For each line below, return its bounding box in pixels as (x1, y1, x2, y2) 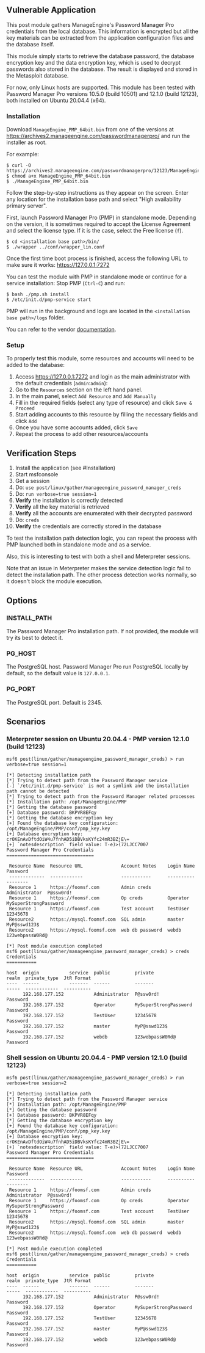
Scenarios (6, 716, 46, 727)
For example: (6, 151, 40, 158)
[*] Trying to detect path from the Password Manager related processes (6, 794, 195, 800)
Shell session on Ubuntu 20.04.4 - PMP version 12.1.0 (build (6, 1053, 187, 1062)
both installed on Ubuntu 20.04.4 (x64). (6, 96, 106, 104)
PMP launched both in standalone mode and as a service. (6, 541, 151, 548)
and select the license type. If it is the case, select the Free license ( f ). (6, 227, 184, 234)
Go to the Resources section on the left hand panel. (15, 386, 143, 393)
